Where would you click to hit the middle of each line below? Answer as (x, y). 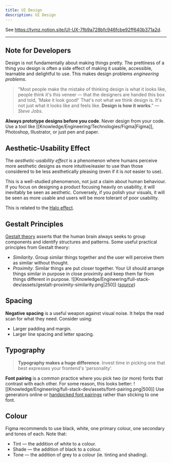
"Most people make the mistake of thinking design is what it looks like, (92, 89)
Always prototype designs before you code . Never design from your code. (85, 121)
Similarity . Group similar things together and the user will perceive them (88, 257)
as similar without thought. (41, 262)
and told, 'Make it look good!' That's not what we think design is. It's (90, 100)
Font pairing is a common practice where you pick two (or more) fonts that (84, 378)
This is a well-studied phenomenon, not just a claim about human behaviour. (86, 182)
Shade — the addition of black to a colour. (57, 449)
